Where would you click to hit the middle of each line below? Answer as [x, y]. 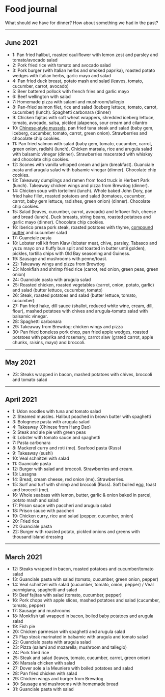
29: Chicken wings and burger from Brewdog [58, 679]
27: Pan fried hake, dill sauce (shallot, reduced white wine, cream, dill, [83, 306]
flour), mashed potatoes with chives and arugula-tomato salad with [80, 311]
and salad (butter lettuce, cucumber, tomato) [57, 290]
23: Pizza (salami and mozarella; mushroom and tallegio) [69, 647]
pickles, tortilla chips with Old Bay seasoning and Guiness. [71, 253]
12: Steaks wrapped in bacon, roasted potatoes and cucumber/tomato [83, 569]
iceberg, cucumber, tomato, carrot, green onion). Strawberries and [80, 133]
